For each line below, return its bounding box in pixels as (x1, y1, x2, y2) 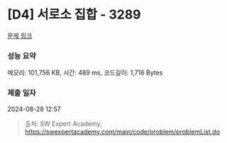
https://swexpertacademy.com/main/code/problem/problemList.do (24, 127, 221, 136)
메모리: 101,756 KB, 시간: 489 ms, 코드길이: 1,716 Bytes (7, 68, 163, 77)
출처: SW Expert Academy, (24, 119, 102, 128)
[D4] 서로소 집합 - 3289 (7, 6, 141, 23)
